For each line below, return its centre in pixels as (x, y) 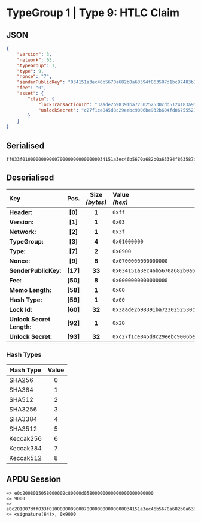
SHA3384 (23, 419)
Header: (21, 212)
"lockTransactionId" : (65, 104)
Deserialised (30, 178)
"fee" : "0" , (32, 88)
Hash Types (24, 354)
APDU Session (34, 480)
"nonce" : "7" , (34, 77)
